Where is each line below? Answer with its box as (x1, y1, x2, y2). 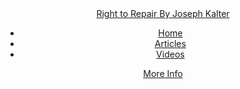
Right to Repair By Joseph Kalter (96, 8, 230, 19)
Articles (154, 38, 187, 49)
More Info (143, 68, 183, 79)
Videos (156, 48, 185, 60)
